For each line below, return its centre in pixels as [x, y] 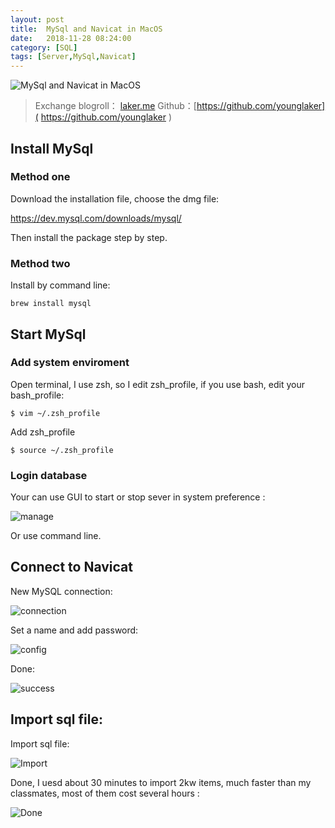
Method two [40, 263]
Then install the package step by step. [89, 237]
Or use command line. [56, 536]
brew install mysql [51, 304]
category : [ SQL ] [44, 47]
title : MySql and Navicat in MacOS [86, 29]
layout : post [37, 19]
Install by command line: [60, 285]
